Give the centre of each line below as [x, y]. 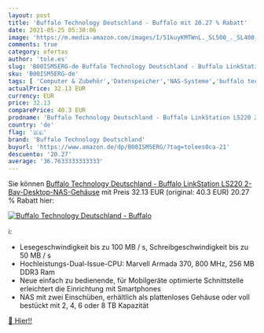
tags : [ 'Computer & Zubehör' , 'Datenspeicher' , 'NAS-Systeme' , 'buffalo [126, 81]
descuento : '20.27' [40, 154]
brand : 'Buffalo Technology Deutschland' [77, 139]
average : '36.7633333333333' [56, 162]
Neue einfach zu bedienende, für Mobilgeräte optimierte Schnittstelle [132, 280]
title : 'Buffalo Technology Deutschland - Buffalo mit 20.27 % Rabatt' [128, 23]
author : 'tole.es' [38, 60]
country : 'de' [31, 125]
